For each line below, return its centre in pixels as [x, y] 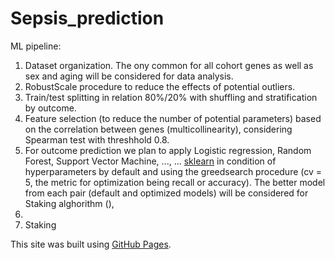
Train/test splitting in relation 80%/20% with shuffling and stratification [171, 97]
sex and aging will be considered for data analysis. [129, 76]
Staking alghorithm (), [69, 203]
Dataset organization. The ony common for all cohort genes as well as [169, 65]
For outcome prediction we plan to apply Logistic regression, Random [168, 150]
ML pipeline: [36, 46]
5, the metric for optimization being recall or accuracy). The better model [175, 182]
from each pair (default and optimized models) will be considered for [166, 193]
